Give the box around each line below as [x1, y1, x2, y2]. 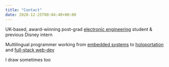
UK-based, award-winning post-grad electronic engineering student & [5, 26, 153, 32]
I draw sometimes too [5, 56, 51, 62]
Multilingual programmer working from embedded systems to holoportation [5, 41, 164, 47]
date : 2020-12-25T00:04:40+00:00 [5, 12, 77, 17]
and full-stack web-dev [5, 47, 55, 53]
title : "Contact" [5, 7, 42, 13]
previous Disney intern [5, 31, 53, 38]
